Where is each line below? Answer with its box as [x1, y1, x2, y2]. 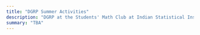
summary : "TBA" [6, 20, 44, 26]
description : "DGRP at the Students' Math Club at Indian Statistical [6, 14, 185, 20]
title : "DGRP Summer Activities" [6, 8, 89, 15]
